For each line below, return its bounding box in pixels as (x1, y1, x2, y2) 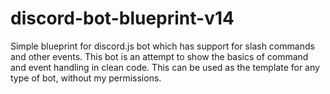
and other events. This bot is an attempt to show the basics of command (10, 50, 309, 62)
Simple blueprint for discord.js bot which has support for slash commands (10, 40, 315, 52)
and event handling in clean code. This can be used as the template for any (10, 61, 320, 73)
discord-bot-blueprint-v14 (10, 7, 235, 30)
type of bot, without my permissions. (10, 72, 162, 84)
